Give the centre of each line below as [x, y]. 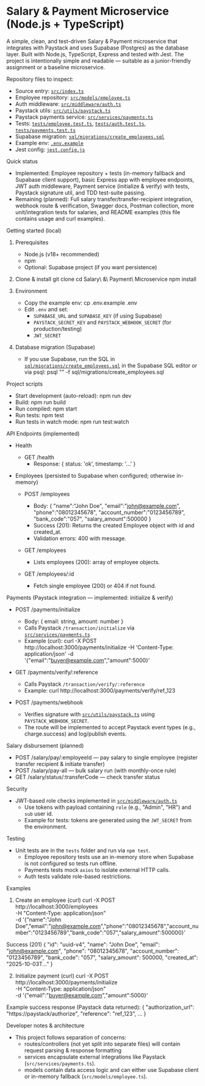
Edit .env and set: [46, 309]
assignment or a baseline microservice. [56, 67]
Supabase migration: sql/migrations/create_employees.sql [90, 136]
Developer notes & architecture [45, 1025]
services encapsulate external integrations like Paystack [95, 1057]
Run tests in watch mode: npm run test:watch [72, 422]
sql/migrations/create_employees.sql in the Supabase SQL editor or [110, 365]
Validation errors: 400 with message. [80, 538]
